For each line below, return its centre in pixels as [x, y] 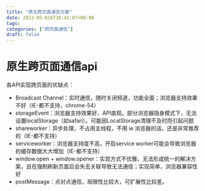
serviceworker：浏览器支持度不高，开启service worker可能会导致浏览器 [106, 143]
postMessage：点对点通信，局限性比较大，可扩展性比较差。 [91, 182]
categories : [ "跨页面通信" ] [40, 29]
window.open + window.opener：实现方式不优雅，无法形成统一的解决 [103, 159]
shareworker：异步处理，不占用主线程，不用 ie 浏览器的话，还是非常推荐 [107, 128]
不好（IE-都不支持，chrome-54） [57, 106]
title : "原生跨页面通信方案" [39, 12]
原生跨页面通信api [52, 67]
